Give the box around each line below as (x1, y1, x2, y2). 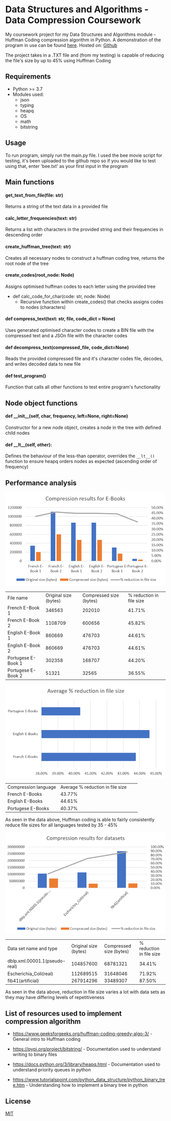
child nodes (5, 430, 30, 436)
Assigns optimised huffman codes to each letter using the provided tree (5, 283, 156, 289)
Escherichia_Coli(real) (7, 970, 53, 977)
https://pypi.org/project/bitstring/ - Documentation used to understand (12, 1046, 161, 1052)
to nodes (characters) (20, 304, 66, 310)
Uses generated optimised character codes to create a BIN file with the (5, 327, 154, 333)
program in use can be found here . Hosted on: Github (5, 42, 118, 48)
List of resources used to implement (5, 1009, 122, 1018)
